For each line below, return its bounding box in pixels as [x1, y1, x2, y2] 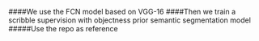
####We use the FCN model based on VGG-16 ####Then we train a [8, 7, 236, 16]
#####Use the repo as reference [8, 24, 119, 33]
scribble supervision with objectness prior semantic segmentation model [8, 15, 251, 25]
